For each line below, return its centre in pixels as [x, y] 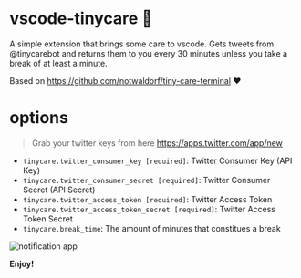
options [39, 118]
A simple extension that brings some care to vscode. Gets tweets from [142, 44]
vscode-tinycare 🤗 [81, 19]
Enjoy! [22, 263]
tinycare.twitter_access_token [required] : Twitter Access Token [147, 199]
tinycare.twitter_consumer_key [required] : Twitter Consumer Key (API [157, 160]
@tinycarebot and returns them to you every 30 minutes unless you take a [149, 53]
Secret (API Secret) [59, 190]
